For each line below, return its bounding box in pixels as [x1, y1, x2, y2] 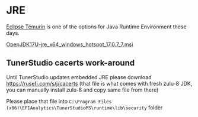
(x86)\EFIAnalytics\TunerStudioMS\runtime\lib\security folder [6, 104, 163, 111]
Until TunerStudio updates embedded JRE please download [6, 73, 152, 80]
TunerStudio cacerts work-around [6, 58, 135, 68]
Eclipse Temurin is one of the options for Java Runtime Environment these [6, 23, 187, 30]
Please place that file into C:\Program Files [6, 97, 112, 105]
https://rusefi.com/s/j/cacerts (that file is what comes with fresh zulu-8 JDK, [6, 80, 193, 87]
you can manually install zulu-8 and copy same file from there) [6, 86, 159, 93]
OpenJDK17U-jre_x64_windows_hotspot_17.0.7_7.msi [6, 41, 133, 48]
